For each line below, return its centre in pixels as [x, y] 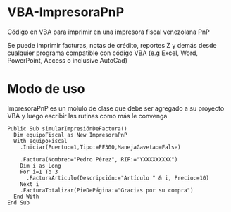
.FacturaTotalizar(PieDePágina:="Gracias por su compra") [107, 190]
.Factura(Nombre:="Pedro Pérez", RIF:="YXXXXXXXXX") [99, 159]
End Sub [19, 202]
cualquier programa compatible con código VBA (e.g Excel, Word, [103, 53]
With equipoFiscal [41, 141]
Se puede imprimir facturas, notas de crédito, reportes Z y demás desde [112, 45]
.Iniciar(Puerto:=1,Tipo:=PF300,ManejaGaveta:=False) [100, 147]
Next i [30, 184]
